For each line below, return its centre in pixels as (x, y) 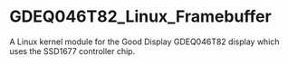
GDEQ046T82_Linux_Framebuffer (140, 17)
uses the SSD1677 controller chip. (72, 51)
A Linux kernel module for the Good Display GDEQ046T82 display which (144, 42)
